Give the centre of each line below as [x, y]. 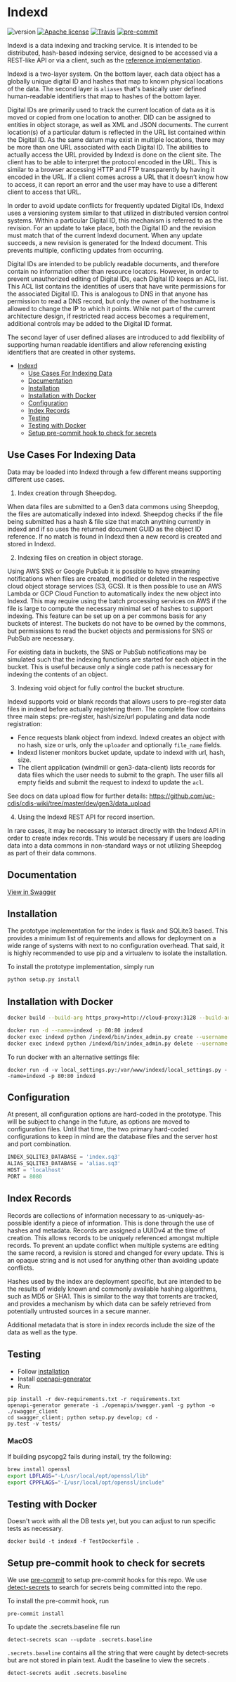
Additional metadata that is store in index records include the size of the [111, 1325]
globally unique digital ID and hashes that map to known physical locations [115, 81]
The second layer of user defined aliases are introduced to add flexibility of [116, 337]
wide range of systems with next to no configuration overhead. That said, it [116, 946]
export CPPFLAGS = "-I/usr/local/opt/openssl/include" [86, 1483]
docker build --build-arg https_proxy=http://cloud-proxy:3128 [102, 1018]
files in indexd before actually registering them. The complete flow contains [117, 709]
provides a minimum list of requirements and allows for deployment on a [112, 938]
